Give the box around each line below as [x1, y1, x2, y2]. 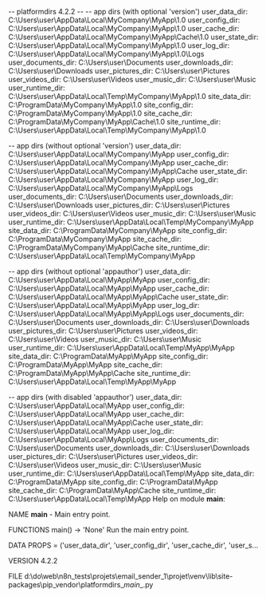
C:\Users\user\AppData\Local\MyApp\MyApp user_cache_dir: [8, 283, 209, 293]
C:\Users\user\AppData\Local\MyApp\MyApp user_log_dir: [8, 301, 200, 310]
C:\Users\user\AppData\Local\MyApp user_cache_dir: [8, 409, 185, 418]
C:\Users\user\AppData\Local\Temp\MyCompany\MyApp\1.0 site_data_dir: [8, 92, 252, 101]
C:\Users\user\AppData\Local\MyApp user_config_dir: [8, 401, 186, 410]
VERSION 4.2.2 [8, 556, 58, 565]
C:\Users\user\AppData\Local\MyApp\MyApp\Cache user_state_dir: [8, 292, 229, 302]
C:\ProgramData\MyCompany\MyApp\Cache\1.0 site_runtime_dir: [8, 117, 221, 126]
